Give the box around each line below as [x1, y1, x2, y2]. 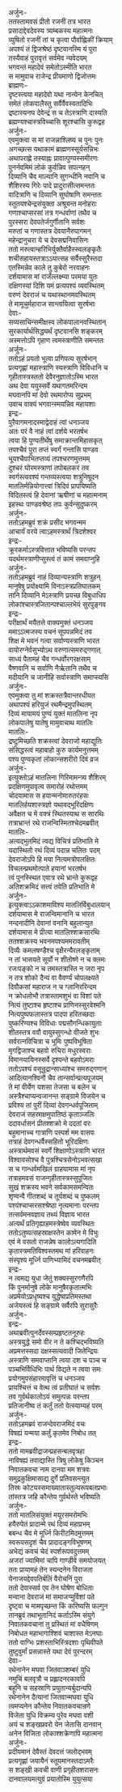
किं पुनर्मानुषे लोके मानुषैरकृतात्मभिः [8, 1283, 93, 1292]
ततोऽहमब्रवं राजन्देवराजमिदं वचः [8, 1419, 86, 1429]
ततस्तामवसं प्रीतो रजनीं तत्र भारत [8, 17, 91, 26]
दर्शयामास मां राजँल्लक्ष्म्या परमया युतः [8, 272, 99, 281]
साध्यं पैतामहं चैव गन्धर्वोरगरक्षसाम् [8, 654, 91, 664]
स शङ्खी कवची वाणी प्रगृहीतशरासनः [8, 1765, 99, 1774]
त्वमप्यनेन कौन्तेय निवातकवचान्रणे [8, 1701, 91, 1711]
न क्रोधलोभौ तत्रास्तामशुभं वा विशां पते [8, 992, 102, 1000]
